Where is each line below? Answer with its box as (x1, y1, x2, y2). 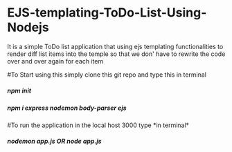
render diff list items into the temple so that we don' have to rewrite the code (7, 50, 226, 58)
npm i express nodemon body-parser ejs (7, 104, 127, 112)
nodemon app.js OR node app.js (7, 137, 102, 145)
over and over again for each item (7, 57, 104, 65)
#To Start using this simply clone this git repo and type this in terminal (7, 70, 206, 79)
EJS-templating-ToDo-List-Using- (7, 5, 207, 21)
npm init (7, 86, 32, 95)
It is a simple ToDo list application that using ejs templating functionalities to (7, 42, 224, 50)
